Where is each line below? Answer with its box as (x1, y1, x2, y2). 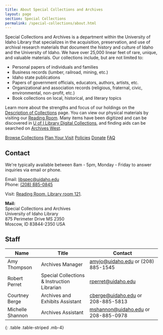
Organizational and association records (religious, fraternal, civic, (12, 85, 143, 91)
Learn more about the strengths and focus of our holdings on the (5, 105, 135, 111)
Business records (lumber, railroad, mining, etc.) (12, 69, 108, 75)
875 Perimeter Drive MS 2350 (5, 216, 65, 222)
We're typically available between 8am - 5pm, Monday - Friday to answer (5, 162, 152, 168)
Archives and (41, 292, 71, 298)
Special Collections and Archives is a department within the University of (5, 34, 151, 40)
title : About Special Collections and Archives (5, 7, 103, 12)
